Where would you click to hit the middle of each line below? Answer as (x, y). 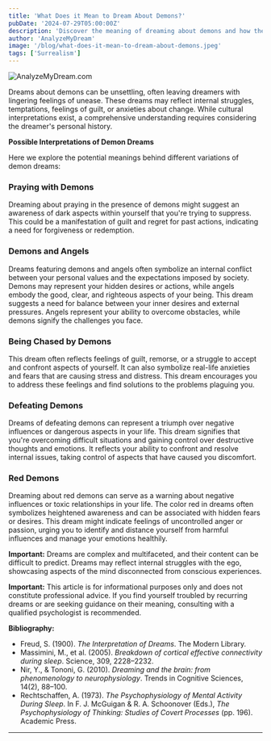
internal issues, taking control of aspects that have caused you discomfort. (132, 458)
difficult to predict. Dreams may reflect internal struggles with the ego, (125, 563)
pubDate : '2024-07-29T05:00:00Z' (65, 23)
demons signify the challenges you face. (76, 320)
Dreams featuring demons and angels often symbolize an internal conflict (130, 269)
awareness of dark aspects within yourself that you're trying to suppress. (130, 213)
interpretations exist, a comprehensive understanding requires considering (132, 117)
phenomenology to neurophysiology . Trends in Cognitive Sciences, (131, 678)
